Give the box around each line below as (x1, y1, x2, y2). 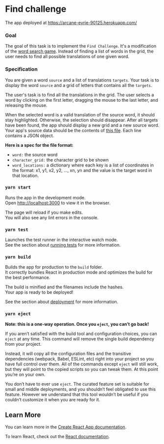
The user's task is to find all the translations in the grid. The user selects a (5, 92, 154, 98)
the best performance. (5, 275, 50, 280)
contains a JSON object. (5, 133, 54, 139)
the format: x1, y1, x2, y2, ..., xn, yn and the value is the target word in (12, 167, 152, 173)
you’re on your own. (5, 371, 46, 377)
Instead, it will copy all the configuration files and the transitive (5, 350, 131, 357)
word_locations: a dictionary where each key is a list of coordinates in (12, 162, 154, 168)
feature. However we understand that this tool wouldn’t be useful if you (5, 391, 148, 397)
